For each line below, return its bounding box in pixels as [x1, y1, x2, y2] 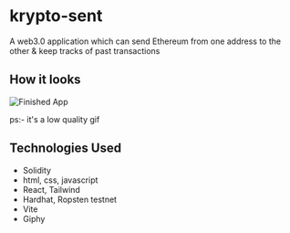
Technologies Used [9, 141, 121, 156]
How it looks [9, 72, 81, 88]
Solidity [22, 164, 52, 175]
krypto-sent [9, 5, 103, 26]
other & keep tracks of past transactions [9, 45, 161, 56]
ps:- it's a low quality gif [9, 113, 100, 124]
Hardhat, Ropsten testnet [22, 194, 117, 205]
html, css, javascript [22, 175, 98, 185]
